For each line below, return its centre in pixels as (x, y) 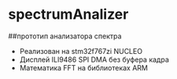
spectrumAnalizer (68, 14)
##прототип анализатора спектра (65, 36)
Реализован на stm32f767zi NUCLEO (81, 51)
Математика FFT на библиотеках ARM (83, 67)
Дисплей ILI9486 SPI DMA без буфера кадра (94, 59)
